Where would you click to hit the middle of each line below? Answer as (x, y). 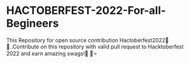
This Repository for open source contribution (62, 40)
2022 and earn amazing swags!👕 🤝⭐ (52, 53)
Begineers (33, 23)
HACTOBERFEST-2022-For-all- (86, 11)
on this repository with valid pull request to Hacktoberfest (112, 47)
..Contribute (23, 47)
